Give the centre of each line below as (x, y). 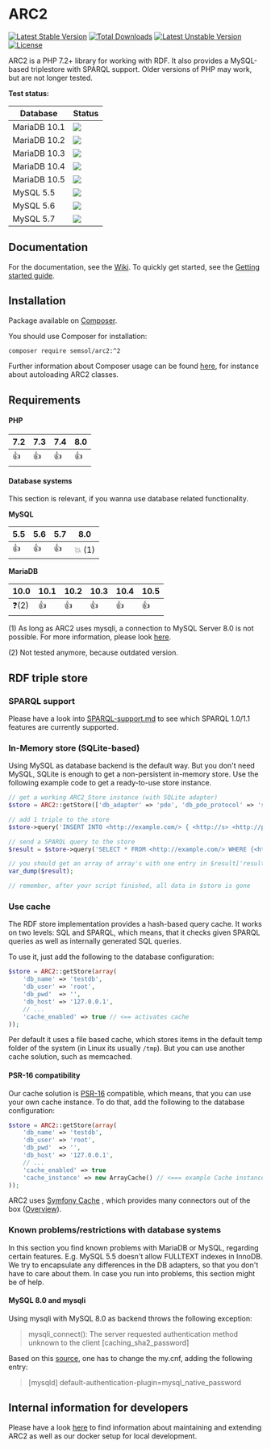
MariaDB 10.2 (39, 140)
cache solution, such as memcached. (71, 1057)
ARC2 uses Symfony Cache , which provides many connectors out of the (129, 1200)
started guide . (31, 275)
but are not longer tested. (50, 77)
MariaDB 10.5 (39, 179)
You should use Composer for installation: (78, 336)
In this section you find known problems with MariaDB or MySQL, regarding (133, 1247)
